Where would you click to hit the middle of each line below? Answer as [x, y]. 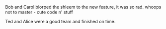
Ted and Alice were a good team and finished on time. [60, 22]
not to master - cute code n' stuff [39, 12]
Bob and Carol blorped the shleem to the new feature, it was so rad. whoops [83, 7]
